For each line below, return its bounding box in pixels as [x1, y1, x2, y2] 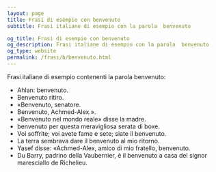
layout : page [7, 10, 44, 17]
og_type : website [7, 48, 57, 55]
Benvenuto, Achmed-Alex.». [16, 107, 96, 116]
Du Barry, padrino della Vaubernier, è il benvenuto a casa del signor [16, 151, 207, 159]
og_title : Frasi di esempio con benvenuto [7, 35, 130, 42]
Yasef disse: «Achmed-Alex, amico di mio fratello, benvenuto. [16, 144, 191, 152]
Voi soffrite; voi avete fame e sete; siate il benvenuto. [16, 129, 167, 137]
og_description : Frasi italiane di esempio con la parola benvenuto [7, 42, 210, 48]
